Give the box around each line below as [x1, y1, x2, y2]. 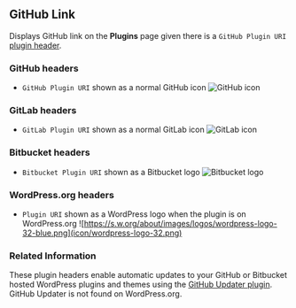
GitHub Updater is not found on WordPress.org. [9, 289, 183, 299]
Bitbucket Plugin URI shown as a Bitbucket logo [21, 166, 201, 177]
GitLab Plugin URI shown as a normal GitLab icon [21, 124, 206, 135]
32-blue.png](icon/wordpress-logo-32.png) [21, 227, 183, 238]
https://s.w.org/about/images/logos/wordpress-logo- [83, 219, 277, 228]
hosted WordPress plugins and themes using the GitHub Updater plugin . [9, 279, 273, 290]
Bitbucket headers [9, 146, 90, 158]
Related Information [9, 250, 97, 262]
